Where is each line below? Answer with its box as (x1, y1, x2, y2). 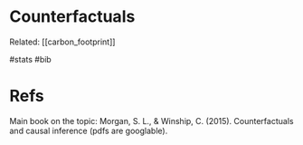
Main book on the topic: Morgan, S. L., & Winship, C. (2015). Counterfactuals (9, 115, 294, 126)
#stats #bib (9, 53, 52, 64)
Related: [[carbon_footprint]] (9, 36, 116, 47)
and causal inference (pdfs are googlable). (9, 125, 168, 136)
